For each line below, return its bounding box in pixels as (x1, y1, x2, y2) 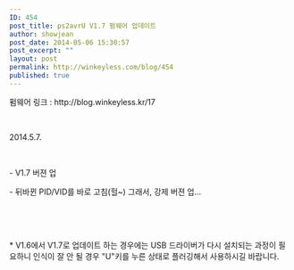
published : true (9, 71, 70, 80)
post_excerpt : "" (9, 46, 74, 55)
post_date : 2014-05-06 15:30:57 (9, 37, 130, 47)
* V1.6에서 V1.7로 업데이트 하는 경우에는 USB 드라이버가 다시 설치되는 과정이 (9, 240, 277, 250)
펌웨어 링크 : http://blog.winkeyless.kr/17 (9, 96, 156, 107)
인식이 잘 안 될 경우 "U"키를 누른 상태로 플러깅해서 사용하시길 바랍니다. (32, 250, 280, 261)
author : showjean (9, 29, 74, 38)
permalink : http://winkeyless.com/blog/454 (9, 63, 174, 72)
